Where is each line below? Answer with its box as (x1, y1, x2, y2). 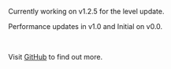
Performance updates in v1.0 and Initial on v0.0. (8, 22, 163, 31)
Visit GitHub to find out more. (8, 53, 103, 61)
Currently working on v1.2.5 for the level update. (8, 7, 165, 16)
